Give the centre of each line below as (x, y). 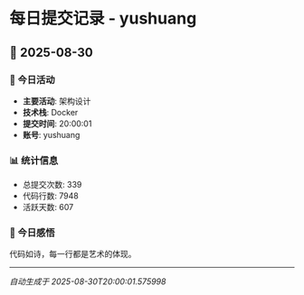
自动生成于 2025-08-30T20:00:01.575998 (88, 281)
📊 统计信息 (34, 161)
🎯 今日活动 (33, 79)
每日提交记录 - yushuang (103, 18)
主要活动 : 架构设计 (57, 101)
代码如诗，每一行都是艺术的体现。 (73, 254)
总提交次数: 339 (52, 185)
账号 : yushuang (51, 134)
